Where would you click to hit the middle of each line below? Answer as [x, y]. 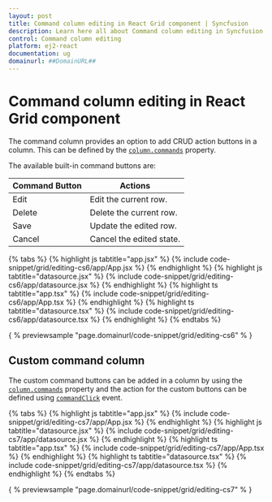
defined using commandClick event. [66, 397]
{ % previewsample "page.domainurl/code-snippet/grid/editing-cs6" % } [131, 335]
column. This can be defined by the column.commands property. [112, 149]
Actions [135, 185]
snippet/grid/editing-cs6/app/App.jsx [71, 267]
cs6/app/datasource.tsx [48, 319]
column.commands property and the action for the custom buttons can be [128, 389]
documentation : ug [39, 54]
